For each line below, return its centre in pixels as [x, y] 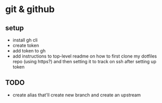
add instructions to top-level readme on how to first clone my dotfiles [85, 56]
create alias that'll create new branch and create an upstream [76, 95]
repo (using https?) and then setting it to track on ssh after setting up [84, 61]
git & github [30, 9]
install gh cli [25, 40]
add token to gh [29, 51]
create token [26, 45]
